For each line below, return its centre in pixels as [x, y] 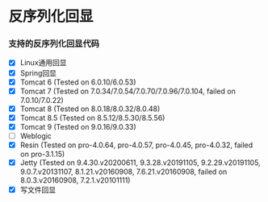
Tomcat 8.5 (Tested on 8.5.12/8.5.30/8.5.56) [92, 117]
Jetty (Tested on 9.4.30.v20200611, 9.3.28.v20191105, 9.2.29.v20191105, [140, 163]
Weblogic [36, 136]
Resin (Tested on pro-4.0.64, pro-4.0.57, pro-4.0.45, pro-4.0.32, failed [136, 145]
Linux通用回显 [43, 63]
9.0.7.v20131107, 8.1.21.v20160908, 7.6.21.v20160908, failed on [124, 172]
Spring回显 [38, 72]
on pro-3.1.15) [42, 155]
